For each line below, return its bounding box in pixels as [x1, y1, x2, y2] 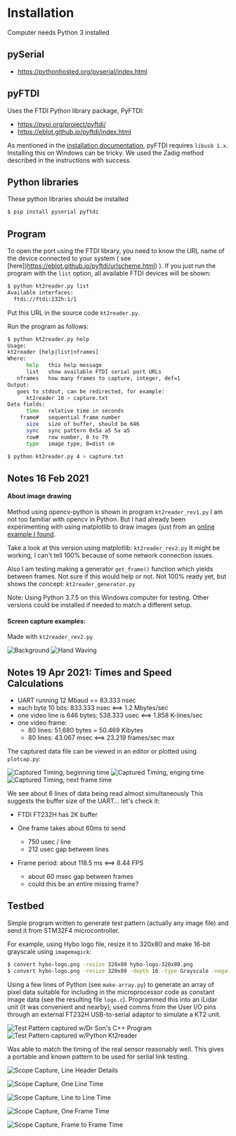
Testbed [7, 900, 44, 912]
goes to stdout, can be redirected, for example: [16, 388, 165, 395]
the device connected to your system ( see [7, 254, 131, 263]
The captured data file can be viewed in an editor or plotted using [7, 747, 197, 756]
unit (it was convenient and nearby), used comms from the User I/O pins [7, 1002, 216, 1011]
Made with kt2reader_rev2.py [7, 633, 93, 641]
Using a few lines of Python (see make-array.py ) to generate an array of [7, 980, 214, 988]
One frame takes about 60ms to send [17, 824, 126, 832]
